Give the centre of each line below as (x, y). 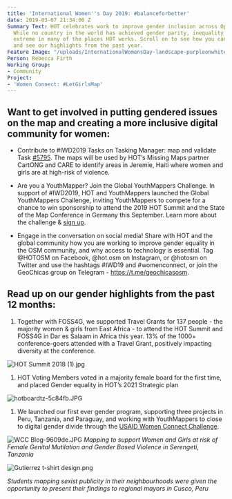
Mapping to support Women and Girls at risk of (151, 440)
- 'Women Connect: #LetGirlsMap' (55, 84)
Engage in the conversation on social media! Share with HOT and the (115, 236)
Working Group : (29, 65)
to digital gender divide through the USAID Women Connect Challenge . (118, 426)
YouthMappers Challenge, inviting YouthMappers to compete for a (111, 200)
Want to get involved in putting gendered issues (112, 112)
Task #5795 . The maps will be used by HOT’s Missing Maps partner (113, 158)
